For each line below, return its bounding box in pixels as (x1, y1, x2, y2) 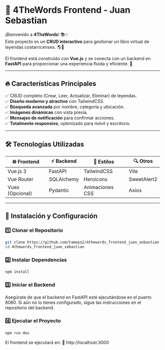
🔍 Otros (133, 158, 153, 164)
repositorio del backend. (5, 305, 55, 311)
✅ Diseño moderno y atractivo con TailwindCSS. (5, 98, 105, 104)
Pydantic (49, 187, 70, 193)
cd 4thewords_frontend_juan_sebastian (5, 245, 84, 250)
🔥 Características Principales (5, 80, 97, 88)
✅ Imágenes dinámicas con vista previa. (5, 109, 88, 115)
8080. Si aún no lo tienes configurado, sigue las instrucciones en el (5, 300, 141, 306)
